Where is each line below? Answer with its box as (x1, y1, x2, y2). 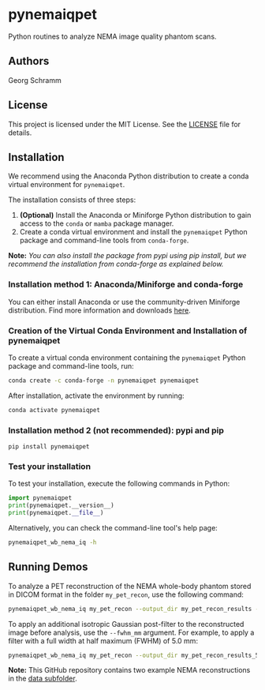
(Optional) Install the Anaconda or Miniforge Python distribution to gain (19, 211, 252, 220)
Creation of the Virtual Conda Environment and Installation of (8, 325, 248, 336)
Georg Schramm (8, 75, 62, 84)
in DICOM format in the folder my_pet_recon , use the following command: (8, 590, 244, 599)
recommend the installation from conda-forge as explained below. (8, 259, 224, 269)
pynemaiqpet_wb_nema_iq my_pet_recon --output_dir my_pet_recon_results (8, 605, 252, 613)
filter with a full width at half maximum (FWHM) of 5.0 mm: (8, 636, 199, 645)
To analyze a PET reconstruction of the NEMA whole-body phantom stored (8, 581, 252, 591)
